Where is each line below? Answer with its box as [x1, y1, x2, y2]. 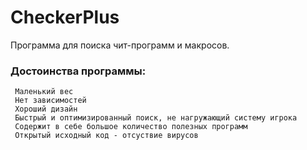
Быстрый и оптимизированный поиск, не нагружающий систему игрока [14, 113, 298, 123]
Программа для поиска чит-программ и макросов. [10, 39, 230, 51]
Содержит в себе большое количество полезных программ [14, 122, 248, 132]
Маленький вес [14, 87, 74, 97]
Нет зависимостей [14, 96, 87, 106]
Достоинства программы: [10, 64, 147, 78]
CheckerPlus [10, 6, 120, 29]
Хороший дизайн [14, 104, 78, 115]
